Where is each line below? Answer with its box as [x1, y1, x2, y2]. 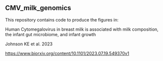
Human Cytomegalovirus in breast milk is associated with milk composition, [5, 26, 159, 32]
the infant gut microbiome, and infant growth [5, 31, 96, 37]
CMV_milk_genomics [5, 4, 72, 12]
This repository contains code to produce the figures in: [5, 17, 119, 22]
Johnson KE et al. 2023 [5, 41, 53, 47]
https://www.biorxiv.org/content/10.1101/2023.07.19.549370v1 [5, 50, 129, 56]
